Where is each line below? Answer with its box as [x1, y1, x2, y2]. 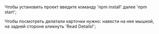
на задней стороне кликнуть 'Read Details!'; [4, 23, 96, 29]
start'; [4, 9, 17, 15]
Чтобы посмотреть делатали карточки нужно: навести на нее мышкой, [4, 19, 154, 24]
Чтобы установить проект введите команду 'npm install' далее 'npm [4, 4, 147, 10]
